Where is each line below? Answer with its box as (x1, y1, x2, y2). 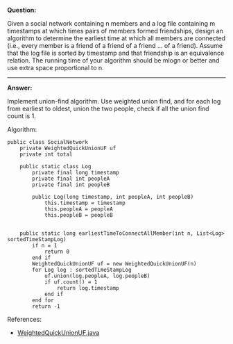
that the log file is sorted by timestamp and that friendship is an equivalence (7, 49, 225, 57)
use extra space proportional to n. (7, 64, 104, 72)
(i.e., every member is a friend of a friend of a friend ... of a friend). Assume (7, 42, 223, 49)
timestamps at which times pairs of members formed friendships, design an (7, 27, 224, 35)
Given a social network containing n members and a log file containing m (7, 19, 216, 27)
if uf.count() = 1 (44, 279, 98, 286)
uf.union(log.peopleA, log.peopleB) (44, 272, 150, 279)
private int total (19, 151, 73, 158)
